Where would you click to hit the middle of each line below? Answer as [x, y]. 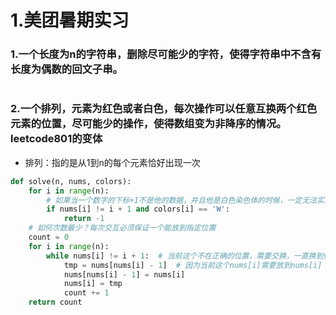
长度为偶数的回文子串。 [66, 69]
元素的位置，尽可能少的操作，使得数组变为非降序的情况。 [148, 124]
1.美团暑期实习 [70, 20]
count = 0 [49, 237]
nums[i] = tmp [93, 284]
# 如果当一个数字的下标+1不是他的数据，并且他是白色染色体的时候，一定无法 [182, 200]
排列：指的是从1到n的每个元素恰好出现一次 [112, 162]
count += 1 [86, 293]
